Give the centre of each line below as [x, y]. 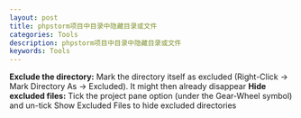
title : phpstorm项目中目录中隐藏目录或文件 [83, 26]
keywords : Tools [40, 51]
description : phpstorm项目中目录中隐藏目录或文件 [96, 43]
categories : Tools [44, 34]
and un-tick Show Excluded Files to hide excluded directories [123, 105]
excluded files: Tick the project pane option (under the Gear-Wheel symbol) [151, 96]
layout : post [34, 18]
